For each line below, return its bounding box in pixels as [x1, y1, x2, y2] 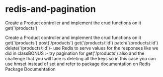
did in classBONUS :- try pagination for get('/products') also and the [5, 50, 145, 56]
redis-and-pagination [5, 3, 96, 15]
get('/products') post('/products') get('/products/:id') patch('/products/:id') [5, 39, 159, 45]
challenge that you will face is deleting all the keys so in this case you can [5, 55, 156, 61]
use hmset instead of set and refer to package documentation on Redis [5, 61, 151, 67]
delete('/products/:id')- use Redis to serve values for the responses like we [5, 45, 159, 51]
